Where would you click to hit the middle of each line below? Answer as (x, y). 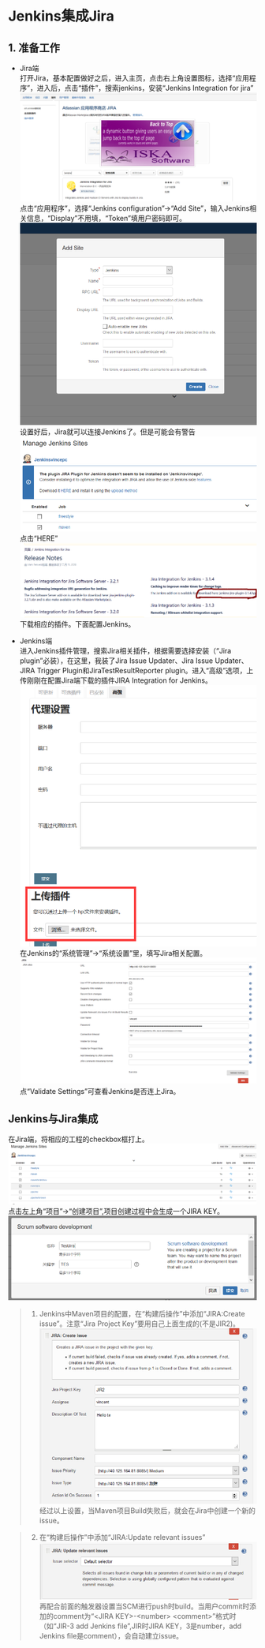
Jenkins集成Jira (61, 16)
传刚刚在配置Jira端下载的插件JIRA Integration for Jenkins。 (116, 680)
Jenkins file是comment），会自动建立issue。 (111, 1636)
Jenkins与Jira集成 (53, 1119)
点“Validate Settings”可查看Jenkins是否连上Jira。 (100, 1092)
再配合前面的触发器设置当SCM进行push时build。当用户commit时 (144, 1606)
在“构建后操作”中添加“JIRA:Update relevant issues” (122, 1538)
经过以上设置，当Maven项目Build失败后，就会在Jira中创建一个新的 (147, 1511)
